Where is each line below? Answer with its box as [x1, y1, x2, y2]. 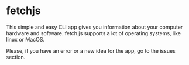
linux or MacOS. [6, 36, 45, 43]
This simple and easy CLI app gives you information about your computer [6, 23, 183, 30]
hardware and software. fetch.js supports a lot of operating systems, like [6, 29, 181, 36]
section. [6, 53, 26, 60]
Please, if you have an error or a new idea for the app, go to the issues [6, 47, 176, 54]
